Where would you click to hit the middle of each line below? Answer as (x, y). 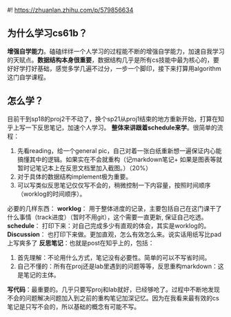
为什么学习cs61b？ (48, 33)
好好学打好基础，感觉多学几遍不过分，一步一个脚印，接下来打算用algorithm (114, 68)
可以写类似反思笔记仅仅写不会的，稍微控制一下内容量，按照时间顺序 (114, 185)
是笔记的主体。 (38, 274)
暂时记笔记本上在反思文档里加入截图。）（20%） (84, 167)
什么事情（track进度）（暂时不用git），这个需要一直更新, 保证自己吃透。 (107, 217)
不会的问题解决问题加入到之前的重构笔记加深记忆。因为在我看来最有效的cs (113, 298)
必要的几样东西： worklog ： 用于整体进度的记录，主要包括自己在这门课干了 (114, 208)
